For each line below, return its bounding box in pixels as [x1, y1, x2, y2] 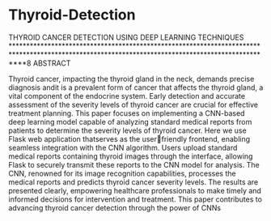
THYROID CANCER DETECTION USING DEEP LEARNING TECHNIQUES [8, 32, 244, 42]
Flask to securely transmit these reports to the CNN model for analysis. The [8, 159, 260, 169]
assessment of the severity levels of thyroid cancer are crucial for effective [8, 100, 259, 109]
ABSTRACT [32, 58, 71, 68]
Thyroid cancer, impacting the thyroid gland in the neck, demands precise [8, 74, 255, 83]
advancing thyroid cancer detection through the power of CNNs [8, 202, 221, 212]
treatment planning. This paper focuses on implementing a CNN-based [8, 108, 245, 118]
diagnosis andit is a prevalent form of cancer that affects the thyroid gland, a [8, 83, 264, 92]
